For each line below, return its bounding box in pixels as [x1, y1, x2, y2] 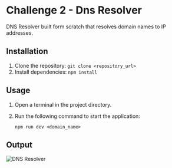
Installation [6, 47, 48, 57]
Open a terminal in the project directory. [14, 101, 112, 108]
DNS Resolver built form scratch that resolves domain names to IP [6, 23, 166, 30]
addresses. [6, 29, 34, 36]
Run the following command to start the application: [14, 113, 140, 120]
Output [6, 140, 32, 150]
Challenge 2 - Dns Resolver [6, 4, 143, 17]
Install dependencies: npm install [14, 68, 97, 75]
